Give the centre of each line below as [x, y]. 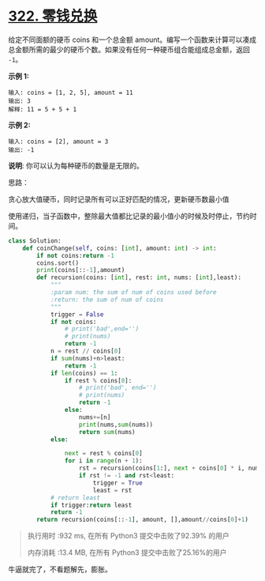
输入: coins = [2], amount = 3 [58, 141]
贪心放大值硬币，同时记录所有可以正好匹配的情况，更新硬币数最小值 [119, 199]
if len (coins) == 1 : [84, 373]
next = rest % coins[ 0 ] [104, 454]
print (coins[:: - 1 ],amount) [81, 270]
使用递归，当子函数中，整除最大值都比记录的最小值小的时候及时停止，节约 [129, 216]
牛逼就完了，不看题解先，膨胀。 [60, 569]
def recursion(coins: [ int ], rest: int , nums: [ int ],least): [139, 277]
